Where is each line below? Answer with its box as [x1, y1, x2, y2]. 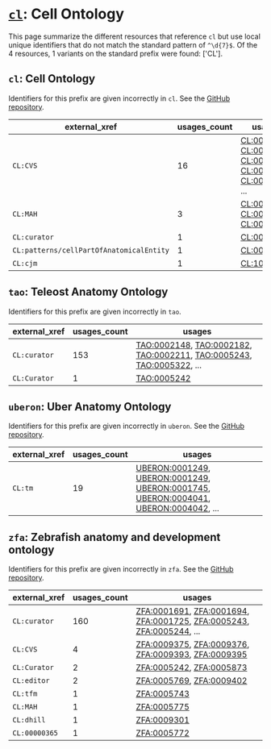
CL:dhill [12, 715, 46, 725]
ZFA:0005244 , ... [135, 626, 201, 637]
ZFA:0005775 [135, 701, 190, 713]
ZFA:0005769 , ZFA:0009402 [135, 675, 248, 686]
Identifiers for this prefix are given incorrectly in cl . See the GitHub [8, 94, 231, 103]
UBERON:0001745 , [135, 483, 211, 494]
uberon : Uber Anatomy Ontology [8, 400, 172, 414]
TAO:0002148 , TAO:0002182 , [135, 339, 252, 351]
